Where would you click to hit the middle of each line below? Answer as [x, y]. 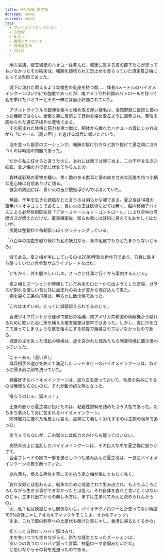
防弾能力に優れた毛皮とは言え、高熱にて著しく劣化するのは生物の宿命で [81, 418]
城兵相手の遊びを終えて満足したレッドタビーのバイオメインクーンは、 [79, 363]
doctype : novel [20, 14]
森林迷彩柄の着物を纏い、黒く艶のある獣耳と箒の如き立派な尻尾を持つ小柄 [83, 177]
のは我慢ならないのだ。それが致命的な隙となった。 [56, 386]
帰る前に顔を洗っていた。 [39, 369]
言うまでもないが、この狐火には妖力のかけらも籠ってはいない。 [73, 435]
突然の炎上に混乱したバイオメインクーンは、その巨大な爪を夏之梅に [77, 445]
